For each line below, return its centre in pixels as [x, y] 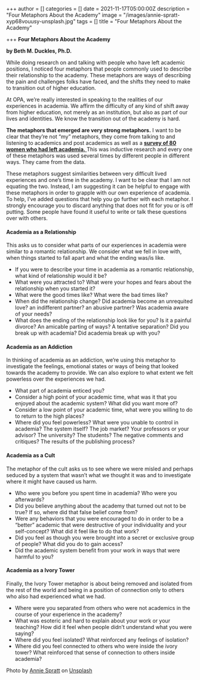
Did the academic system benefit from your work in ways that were [97, 550]
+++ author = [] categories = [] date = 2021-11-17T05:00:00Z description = [98, 9]
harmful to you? [34, 557]
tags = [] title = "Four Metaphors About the [129, 21]
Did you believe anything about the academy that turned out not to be [100, 506]
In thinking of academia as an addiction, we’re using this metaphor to [91, 360]
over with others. [27, 218]
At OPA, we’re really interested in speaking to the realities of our [84, 99]
